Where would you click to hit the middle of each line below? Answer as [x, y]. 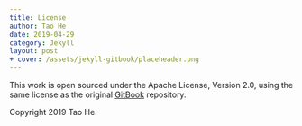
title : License [38, 18]
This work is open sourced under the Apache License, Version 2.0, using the [151, 85]
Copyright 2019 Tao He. [53, 112]
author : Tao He [38, 26]
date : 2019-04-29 [42, 34]
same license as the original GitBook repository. [98, 94]
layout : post [34, 51]
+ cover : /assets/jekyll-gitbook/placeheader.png [105, 59]
